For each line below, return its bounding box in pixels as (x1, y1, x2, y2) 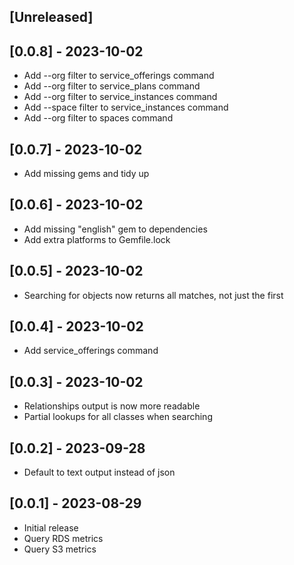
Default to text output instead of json (23, 466, 176, 479)
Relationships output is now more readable (23, 400, 201, 412)
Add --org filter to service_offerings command (23, 70, 215, 82)
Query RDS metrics (23, 532, 104, 544)
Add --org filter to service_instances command (23, 91, 218, 103)
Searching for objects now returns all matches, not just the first (23, 289, 284, 301)
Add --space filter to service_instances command (23, 101, 229, 114)
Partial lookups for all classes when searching (23, 411, 213, 423)
